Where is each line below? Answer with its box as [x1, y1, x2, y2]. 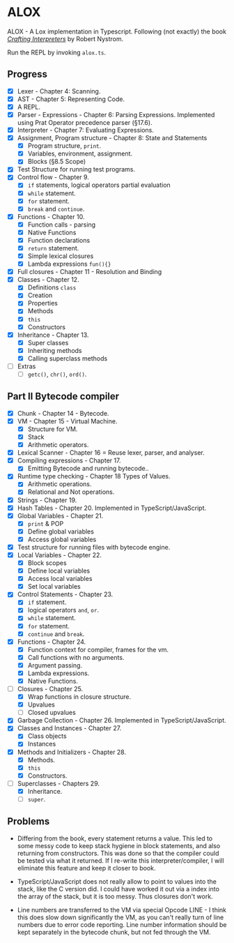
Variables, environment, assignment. [27, 149, 133, 158]
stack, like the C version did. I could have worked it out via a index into [17, 884, 219, 893]
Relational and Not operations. [27, 488, 115, 496]
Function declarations [27, 236, 91, 244]
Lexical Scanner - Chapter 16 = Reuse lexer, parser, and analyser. [17, 448, 205, 457]
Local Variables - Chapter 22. [17, 550, 102, 559]
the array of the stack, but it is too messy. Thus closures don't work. [17, 892, 214, 900]
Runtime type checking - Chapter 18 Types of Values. [17, 472, 171, 481]
